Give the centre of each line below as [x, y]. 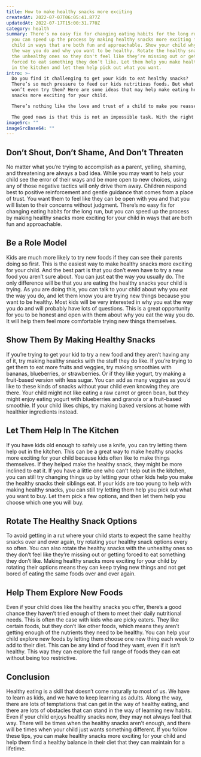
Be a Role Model [37, 243]
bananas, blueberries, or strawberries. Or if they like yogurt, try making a [96, 373]
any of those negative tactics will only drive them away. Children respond [96, 186]
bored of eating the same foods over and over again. [71, 574]
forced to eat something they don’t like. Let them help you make [96, 62]
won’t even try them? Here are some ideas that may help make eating [100, 90]
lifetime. [16, 748]
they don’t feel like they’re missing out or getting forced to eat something [96, 554]
